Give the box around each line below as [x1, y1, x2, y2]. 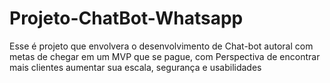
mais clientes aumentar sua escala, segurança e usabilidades [9, 61, 262, 73]
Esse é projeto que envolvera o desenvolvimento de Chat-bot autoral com [9, 40, 314, 52]
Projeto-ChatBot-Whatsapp [9, 7, 244, 30]
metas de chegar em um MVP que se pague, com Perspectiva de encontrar [9, 50, 321, 62]
